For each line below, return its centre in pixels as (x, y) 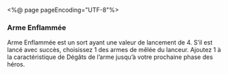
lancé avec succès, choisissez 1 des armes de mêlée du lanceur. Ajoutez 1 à (114, 50)
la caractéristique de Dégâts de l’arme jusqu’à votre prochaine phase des (110, 57)
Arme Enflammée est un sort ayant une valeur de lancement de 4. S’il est (110, 42)
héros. (16, 64)
